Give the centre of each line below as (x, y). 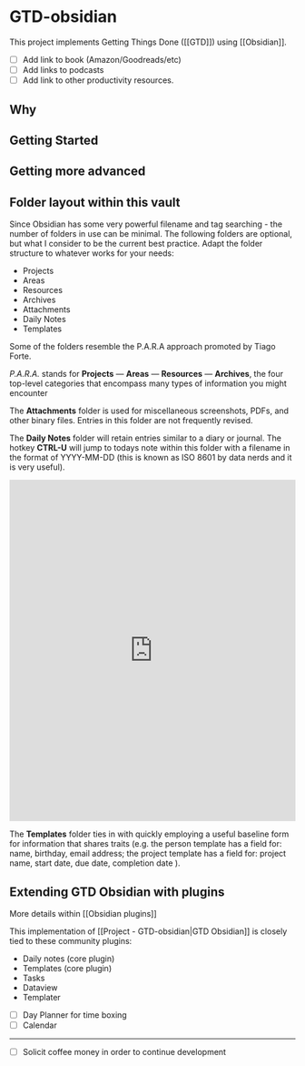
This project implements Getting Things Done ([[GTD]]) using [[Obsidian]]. (148, 42)
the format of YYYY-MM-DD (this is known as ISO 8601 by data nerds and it (151, 458)
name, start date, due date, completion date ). (95, 863)
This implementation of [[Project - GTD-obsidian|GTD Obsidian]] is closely (148, 931)
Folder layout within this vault (95, 202)
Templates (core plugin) (67, 968)
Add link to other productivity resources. (98, 80)
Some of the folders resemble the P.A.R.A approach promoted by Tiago (143, 347)
